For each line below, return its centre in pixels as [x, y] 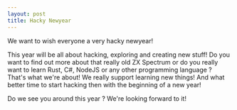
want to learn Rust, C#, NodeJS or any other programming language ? [110, 70]
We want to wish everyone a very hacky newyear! [80, 40]
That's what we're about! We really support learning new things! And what [116, 77]
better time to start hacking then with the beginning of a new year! [104, 84]
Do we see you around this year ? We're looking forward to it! [97, 98]
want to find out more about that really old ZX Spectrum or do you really [113, 62]
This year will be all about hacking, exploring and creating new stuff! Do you [118, 55]
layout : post [27, 14]
